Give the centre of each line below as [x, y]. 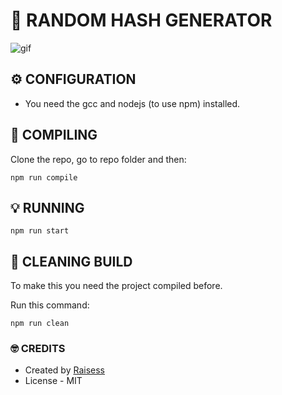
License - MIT [53, 381]
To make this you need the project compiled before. [116, 286]
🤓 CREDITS [38, 349]
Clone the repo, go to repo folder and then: [98, 159]
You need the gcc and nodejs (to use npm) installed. [132, 103]
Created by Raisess [64, 370]
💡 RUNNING [47, 207]
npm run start [40, 231]
